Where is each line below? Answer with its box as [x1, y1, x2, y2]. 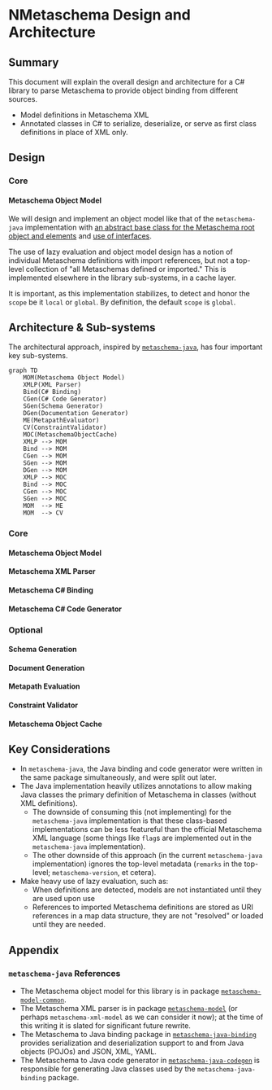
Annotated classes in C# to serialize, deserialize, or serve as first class [19, 119, 257, 128]
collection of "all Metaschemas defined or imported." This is [25, 264, 227, 274]
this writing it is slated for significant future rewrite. [19, 1021, 191, 1031]
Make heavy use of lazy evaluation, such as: [19, 877, 169, 886]
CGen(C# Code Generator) [23, 395, 107, 404]
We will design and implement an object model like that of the [8, 213, 214, 223]
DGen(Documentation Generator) [23, 409, 129, 418]
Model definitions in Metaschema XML [19, 110, 149, 120]
